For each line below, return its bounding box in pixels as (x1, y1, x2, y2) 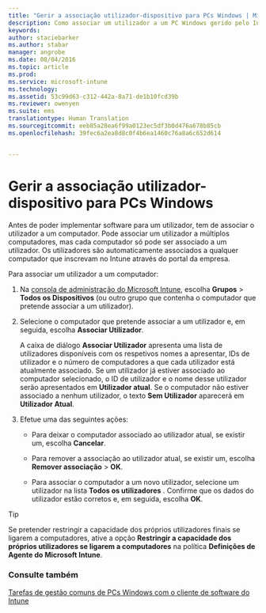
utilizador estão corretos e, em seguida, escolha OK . (31, 494, 203, 503)
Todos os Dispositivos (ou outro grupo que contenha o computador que (19, 293, 256, 302)
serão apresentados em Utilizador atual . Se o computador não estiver (19, 382, 249, 392)
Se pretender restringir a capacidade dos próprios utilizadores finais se (8, 524, 241, 534)
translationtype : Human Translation (8, 115, 129, 123)
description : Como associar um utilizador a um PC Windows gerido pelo (8, 19, 249, 27)
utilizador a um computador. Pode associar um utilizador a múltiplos (8, 229, 230, 238)
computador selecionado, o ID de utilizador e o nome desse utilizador (19, 373, 247, 384)
